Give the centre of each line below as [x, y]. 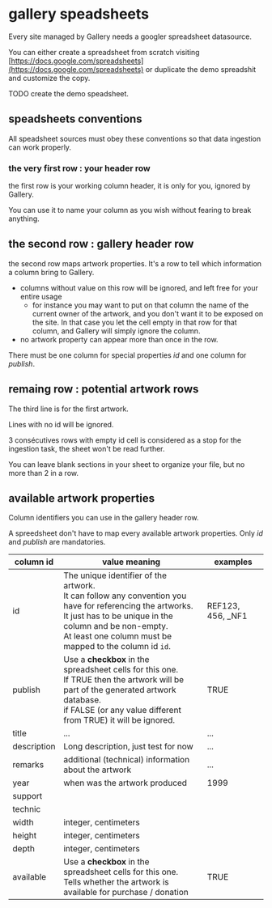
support [28, 796]
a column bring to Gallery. [51, 272]
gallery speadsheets [79, 14]
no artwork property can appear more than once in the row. [119, 339]
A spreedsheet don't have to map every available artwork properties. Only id [136, 533]
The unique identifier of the [115, 575]
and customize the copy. [49, 78]
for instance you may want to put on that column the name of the [140, 305]
